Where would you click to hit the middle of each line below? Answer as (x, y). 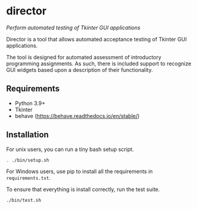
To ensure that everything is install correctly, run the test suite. (83, 189)
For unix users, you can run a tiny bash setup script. (70, 149)
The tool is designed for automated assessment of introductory (84, 57)
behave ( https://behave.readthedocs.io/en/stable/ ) (77, 116)
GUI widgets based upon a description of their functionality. (80, 69)
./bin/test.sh (24, 201)
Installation (27, 135)
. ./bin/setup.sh (28, 160)
